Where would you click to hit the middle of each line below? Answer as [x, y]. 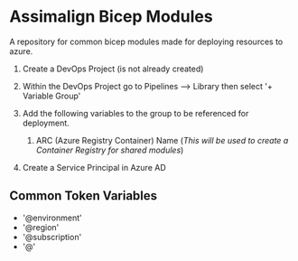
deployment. [46, 123]
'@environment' [52, 218]
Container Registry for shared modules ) [110, 150]
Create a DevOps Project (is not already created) [113, 69]
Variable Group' [51, 96]
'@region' [41, 227]
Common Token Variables [84, 196]
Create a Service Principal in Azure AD [94, 167]
